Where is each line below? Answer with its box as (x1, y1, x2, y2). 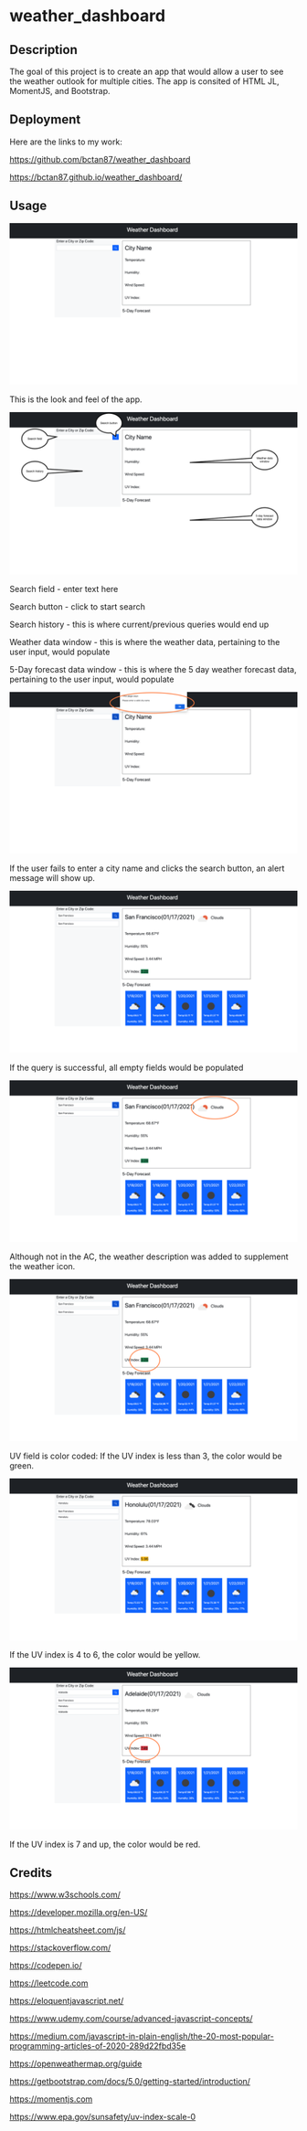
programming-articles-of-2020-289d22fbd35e (9, 2041, 186, 2051)
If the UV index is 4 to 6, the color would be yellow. (9, 1649, 201, 1660)
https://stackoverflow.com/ (9, 1943, 111, 1954)
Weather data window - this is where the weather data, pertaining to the (9, 636, 281, 647)
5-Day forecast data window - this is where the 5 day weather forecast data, (9, 663, 297, 674)
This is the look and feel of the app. (9, 394, 143, 405)
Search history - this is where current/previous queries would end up (9, 619, 270, 630)
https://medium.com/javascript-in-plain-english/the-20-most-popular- (9, 2030, 274, 2042)
